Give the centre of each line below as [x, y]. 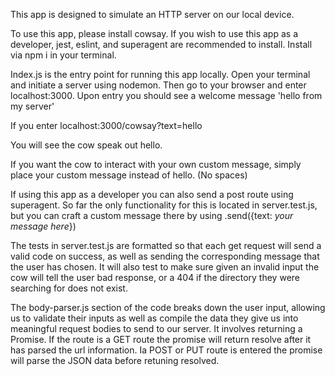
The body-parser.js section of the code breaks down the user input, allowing [168, 307]
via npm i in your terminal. [63, 55]
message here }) [43, 226]
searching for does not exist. [69, 288]
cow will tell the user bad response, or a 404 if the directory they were [155, 277]
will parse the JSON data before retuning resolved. [115, 360]
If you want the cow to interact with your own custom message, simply [156, 164]
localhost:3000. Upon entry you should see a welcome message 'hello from [166, 95]
